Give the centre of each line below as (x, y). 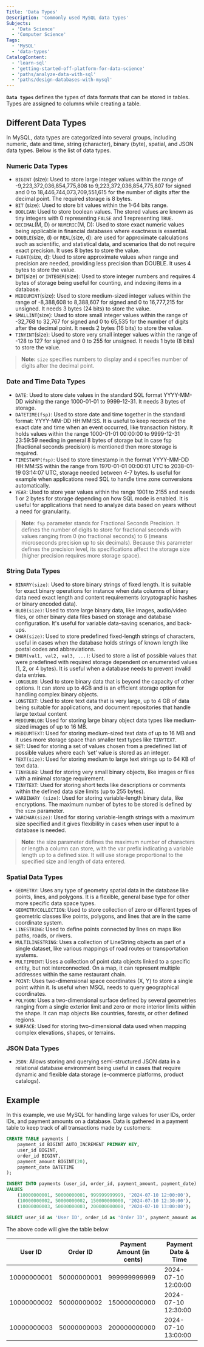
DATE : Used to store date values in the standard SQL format (89, 395)
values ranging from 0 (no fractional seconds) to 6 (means (94, 536)
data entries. (31, 675)
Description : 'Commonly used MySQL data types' (68, 18)
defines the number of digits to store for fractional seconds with (101, 530)
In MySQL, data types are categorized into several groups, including (91, 137)
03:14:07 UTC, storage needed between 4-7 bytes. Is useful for (101, 472)
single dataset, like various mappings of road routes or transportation (102, 949)
